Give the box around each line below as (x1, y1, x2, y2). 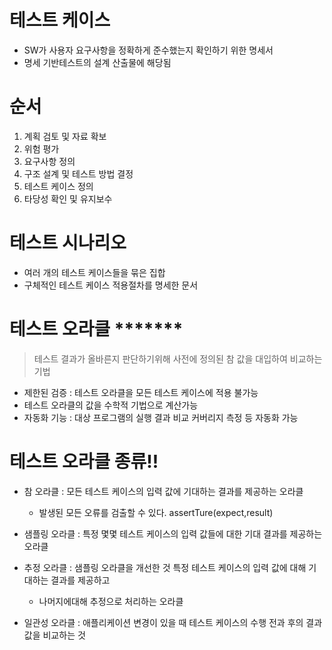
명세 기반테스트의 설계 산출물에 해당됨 (23, 56, 172, 68)
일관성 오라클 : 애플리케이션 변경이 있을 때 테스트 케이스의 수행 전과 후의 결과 (23, 616, 323, 628)
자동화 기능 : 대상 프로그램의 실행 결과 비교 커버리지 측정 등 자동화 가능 (23, 411, 299, 423)
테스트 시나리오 (9, 232, 127, 255)
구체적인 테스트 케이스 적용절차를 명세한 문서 (23, 279, 199, 291)
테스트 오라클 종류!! (9, 450, 159, 473)
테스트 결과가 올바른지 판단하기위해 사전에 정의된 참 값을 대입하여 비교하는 (33, 352, 323, 365)
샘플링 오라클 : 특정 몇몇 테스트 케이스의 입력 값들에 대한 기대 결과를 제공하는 (23, 527, 323, 540)
